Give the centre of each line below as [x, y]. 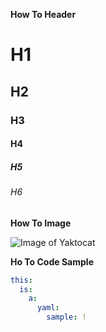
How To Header [43, 14]
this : [21, 280]
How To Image [41, 223]
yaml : [48, 308]
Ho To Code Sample [52, 261]
